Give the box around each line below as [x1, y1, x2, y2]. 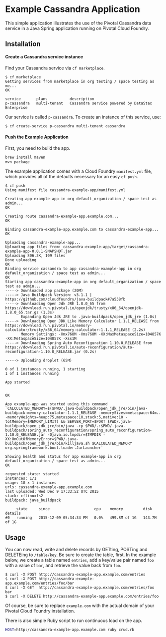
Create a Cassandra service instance [5, 53, 83, 59]
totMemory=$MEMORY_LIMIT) [5, 419, 59, 424]
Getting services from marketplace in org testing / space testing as [5, 79, 155, 84]
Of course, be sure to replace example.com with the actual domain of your [5, 603, 155, 609]
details [5, 511, 21, 516]
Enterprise [5, 105, 28, 110]
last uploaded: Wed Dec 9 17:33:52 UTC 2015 [5, 489, 99, 494]
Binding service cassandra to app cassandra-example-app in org [5, 266, 141, 272]
